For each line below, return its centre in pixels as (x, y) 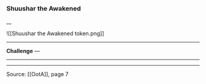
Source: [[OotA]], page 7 (37, 74)
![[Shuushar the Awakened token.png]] (55, 33)
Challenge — (23, 51)
